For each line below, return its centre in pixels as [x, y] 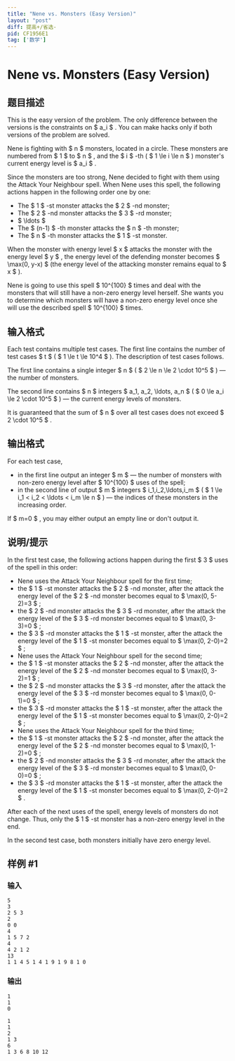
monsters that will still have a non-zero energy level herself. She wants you [115, 293]
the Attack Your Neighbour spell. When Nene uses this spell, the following [114, 184]
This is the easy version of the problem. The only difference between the [113, 120]
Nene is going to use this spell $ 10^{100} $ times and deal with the [104, 285]
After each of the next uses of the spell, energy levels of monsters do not [113, 811]
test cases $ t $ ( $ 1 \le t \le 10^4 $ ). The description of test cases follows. [116, 356]
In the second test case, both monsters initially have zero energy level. [109, 840]
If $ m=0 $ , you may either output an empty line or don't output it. [103, 518]
